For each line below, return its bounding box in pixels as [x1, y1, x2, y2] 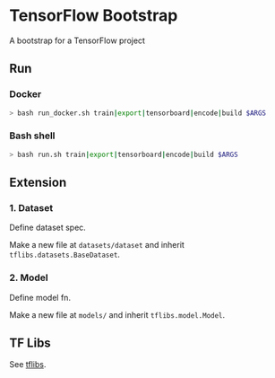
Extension [9, 175, 67, 190]
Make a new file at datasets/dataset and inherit [9, 240, 185, 251]
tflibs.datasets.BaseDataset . [9, 249, 121, 260]
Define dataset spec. [9, 222, 87, 233]
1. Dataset [9, 201, 54, 214]
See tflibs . [9, 359, 47, 370]
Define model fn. [9, 292, 72, 303]
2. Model [9, 271, 48, 284]
